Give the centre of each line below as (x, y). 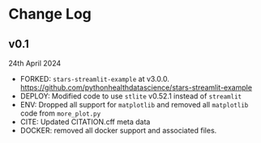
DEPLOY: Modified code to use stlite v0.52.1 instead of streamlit (130, 96)
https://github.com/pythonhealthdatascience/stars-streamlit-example (136, 87)
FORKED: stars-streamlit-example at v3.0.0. (95, 79)
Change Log (50, 14)
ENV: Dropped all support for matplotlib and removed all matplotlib (134, 105)
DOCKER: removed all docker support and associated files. (118, 130)
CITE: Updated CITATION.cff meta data (85, 122)
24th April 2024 (35, 63)
